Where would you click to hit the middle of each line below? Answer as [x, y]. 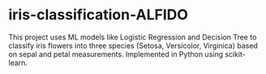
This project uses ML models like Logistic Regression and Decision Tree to [133, 37]
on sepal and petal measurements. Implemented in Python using [116, 54]
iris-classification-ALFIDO [99, 15]
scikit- [235, 54]
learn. [18, 63]
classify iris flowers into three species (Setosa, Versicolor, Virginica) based [133, 45]
